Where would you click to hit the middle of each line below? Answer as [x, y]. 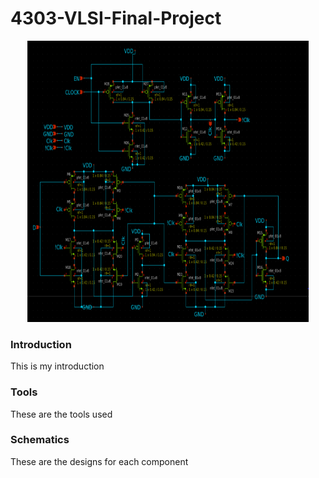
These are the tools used [61, 414]
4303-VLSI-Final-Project [116, 18]
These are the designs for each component [99, 461]
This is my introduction [57, 366]
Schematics [40, 440]
